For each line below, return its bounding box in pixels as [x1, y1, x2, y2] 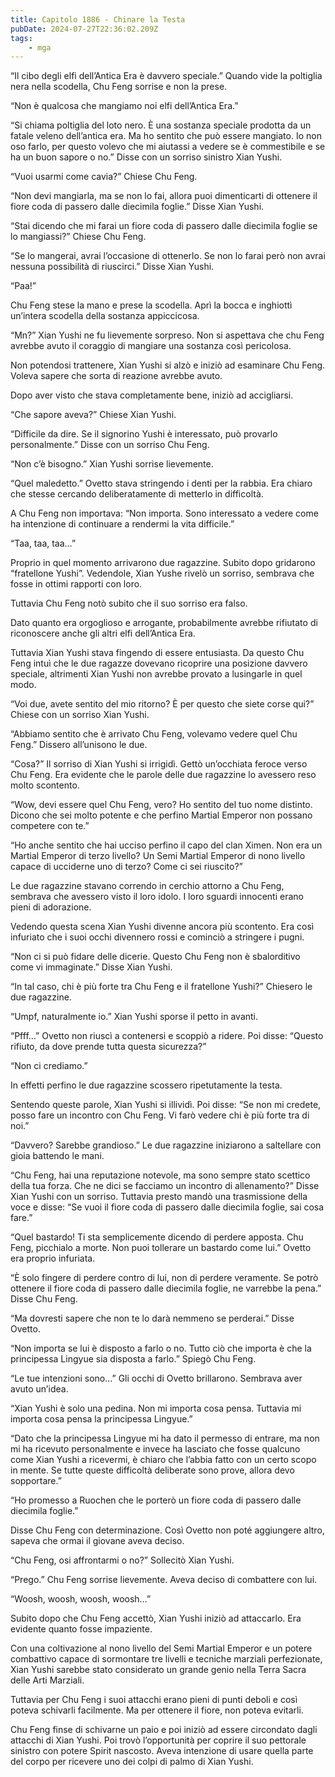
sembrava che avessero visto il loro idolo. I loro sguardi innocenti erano [10, 891, 304, 903]
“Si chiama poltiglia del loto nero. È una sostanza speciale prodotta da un [10, 119, 312, 131]
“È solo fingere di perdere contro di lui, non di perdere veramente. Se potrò [10, 1272, 319, 1284]
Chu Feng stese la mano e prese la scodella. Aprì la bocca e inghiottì [10, 299, 293, 311]
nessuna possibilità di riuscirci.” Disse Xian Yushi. [10, 261, 215, 273]
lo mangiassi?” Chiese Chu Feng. [10, 231, 147, 243]
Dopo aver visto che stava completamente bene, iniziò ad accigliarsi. [10, 389, 294, 401]
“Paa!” [10, 280, 37, 292]
